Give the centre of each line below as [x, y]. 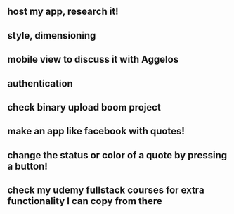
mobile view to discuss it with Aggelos [93, 59]
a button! [27, 166]
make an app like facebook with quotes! [96, 131]
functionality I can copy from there [85, 201]
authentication [40, 83]
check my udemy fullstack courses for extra [106, 190]
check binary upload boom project [84, 107]
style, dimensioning [52, 36]
